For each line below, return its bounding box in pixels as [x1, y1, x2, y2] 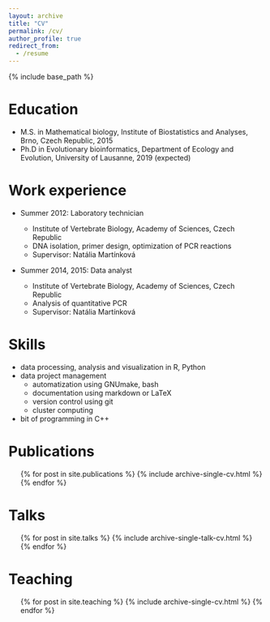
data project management [19, 371, 107, 380]
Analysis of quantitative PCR [32, 298, 127, 308]
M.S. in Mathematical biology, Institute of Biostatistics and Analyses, [19, 127, 249, 136]
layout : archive [8, 11, 63, 20]
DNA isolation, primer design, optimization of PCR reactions [32, 241, 232, 251]
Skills [8, 336, 46, 354]
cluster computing [32, 405, 93, 414]
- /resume [15, 49, 49, 58]
